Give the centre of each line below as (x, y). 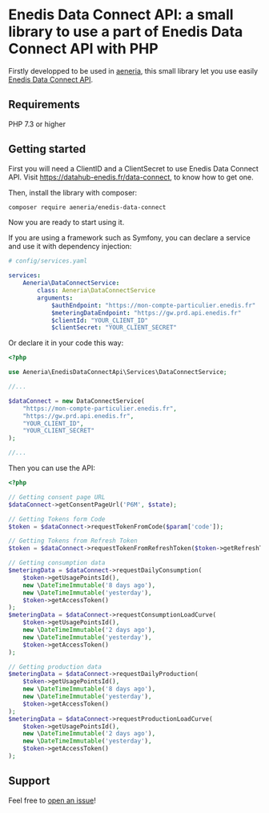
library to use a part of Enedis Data (126, 32)
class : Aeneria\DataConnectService (96, 291)
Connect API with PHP (83, 49)
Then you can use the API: (52, 468)
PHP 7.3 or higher (37, 124)
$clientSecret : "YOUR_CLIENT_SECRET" (114, 328)
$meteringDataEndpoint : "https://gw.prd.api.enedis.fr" (146, 313)
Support (29, 781)
